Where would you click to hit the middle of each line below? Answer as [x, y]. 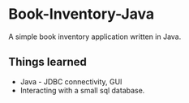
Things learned [47, 62]
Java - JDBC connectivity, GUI [71, 81]
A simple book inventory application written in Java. [95, 36]
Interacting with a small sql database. [82, 90]
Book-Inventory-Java [82, 14]
